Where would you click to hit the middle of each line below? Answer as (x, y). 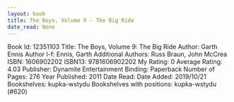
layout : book (27, 14)
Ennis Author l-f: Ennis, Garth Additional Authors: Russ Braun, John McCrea (117, 54)
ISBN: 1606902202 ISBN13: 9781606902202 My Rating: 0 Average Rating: (115, 62)
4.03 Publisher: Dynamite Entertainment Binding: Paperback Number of (111, 69)
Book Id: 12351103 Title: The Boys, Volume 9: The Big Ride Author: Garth (112, 47)
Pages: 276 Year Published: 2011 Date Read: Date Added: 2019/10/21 (107, 77)
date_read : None (31, 27)
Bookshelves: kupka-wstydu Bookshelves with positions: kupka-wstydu (112, 84)
